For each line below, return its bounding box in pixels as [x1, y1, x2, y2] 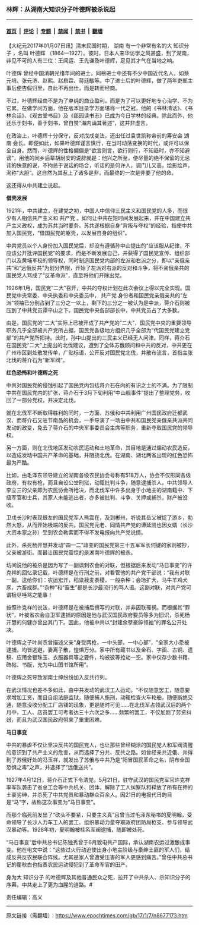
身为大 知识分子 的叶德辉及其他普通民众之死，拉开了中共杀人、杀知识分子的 [6, 873, 191, 880]
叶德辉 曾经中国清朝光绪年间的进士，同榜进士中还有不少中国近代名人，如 [6, 70, 184, 77]
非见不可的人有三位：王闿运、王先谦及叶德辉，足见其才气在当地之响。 [6, 56, 178, 64]
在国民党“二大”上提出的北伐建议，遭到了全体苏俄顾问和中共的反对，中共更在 [6, 341, 192, 348]
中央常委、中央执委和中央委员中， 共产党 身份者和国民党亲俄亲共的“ [16, 291, 183, 298]
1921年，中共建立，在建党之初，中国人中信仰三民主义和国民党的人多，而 [6, 207, 183, 214]
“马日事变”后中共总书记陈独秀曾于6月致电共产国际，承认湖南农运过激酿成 [6, 838, 185, 845]
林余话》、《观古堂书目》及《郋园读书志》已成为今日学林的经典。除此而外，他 [6, 112, 193, 119]
